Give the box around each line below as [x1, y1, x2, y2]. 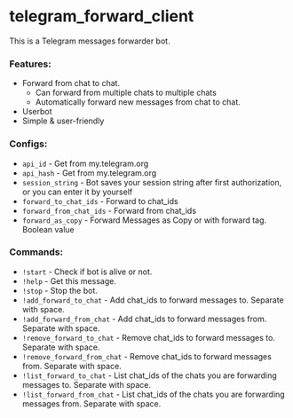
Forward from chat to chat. [21, 78, 121, 89]
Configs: [9, 138, 48, 150]
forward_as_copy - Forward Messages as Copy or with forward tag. [21, 215, 267, 225]
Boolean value [21, 224, 75, 234]
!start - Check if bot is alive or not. [21, 266, 153, 277]
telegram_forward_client [9, 6, 194, 27]
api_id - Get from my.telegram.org [21, 158, 149, 169]
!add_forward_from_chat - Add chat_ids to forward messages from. [21, 313, 267, 324]
